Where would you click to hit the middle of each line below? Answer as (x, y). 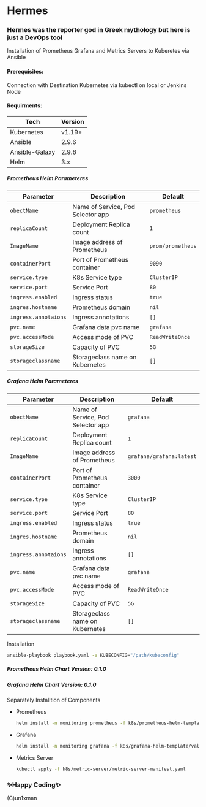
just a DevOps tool (35, 37)
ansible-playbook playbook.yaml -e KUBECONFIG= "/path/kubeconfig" (93, 655)
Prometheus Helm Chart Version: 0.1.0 (57, 669)
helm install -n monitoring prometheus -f (71, 723)
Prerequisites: (25, 72)
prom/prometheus (173, 246)
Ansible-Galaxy (33, 152)
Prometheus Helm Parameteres (48, 178)
